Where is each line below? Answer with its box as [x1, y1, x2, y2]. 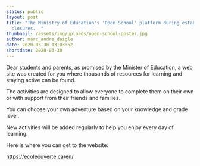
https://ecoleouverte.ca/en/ [6, 153, 74, 160]
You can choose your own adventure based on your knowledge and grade [6, 105, 188, 113]
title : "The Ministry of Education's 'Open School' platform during [6, 20, 180, 26]
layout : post [6, 14, 39, 20]
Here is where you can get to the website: [6, 141, 109, 149]
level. [6, 112, 20, 119]
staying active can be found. [6, 76, 76, 83]
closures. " [11, 25, 44, 32]
